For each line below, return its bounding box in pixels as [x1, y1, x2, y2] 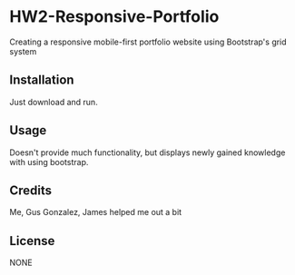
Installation [9, 73, 74, 88]
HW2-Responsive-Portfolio [9, 6, 220, 27]
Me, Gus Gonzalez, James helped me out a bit [9, 207, 182, 218]
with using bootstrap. [9, 156, 89, 167]
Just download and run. [9, 96, 98, 107]
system [9, 45, 37, 56]
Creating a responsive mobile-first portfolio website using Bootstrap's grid [9, 36, 288, 47]
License [9, 233, 55, 249]
